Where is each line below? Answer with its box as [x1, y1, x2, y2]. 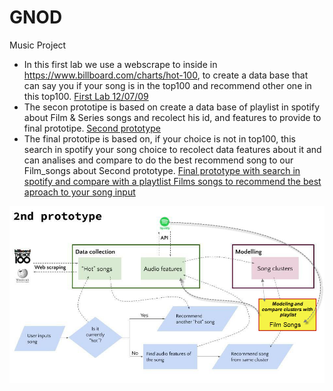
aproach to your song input [23, 186, 136, 198]
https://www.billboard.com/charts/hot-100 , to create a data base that [23, 69, 309, 81]
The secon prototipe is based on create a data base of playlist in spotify [23, 101, 321, 113]
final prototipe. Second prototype [23, 122, 161, 134]
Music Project [9, 39, 67, 51]
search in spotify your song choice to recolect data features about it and [23, 143, 322, 155]
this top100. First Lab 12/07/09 [23, 90, 149, 102]
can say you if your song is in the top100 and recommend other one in [23, 79, 312, 91]
